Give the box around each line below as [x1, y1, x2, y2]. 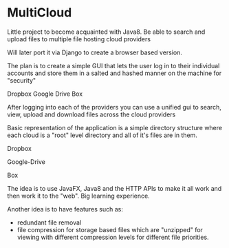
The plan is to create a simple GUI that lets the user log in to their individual [7, 61, 220, 70]
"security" [7, 76, 36, 84]
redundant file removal [17, 218, 82, 227]
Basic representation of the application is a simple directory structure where [7, 123, 222, 132]
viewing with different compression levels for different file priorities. [17, 233, 209, 241]
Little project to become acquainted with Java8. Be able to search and [7, 28, 206, 36]
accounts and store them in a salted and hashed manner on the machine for [7, 69, 222, 77]
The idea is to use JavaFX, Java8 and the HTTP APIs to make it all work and [7, 184, 222, 192]
